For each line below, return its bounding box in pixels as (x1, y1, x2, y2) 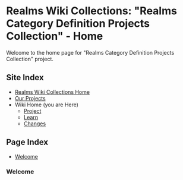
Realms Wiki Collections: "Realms (6, 4, 177, 18)
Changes (23, 120, 46, 127)
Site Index (6, 72, 44, 83)
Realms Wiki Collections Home (14, 88, 90, 96)
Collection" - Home (6, 30, 103, 43)
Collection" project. (6, 55, 53, 62)
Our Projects (14, 94, 46, 102)
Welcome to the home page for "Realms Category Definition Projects (6, 49, 175, 56)
